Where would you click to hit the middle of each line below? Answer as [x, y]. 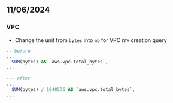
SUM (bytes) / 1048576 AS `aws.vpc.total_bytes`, [73, 89]
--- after [19, 78]
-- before [19, 51]
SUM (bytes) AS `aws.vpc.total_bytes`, [60, 62]
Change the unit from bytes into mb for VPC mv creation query [91, 40]
